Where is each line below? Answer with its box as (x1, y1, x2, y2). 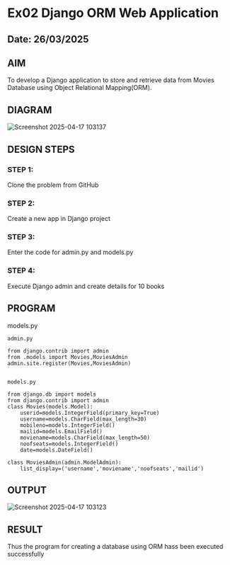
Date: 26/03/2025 (7, 33, 89, 45)
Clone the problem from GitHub (7, 181, 99, 189)
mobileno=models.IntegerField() (20, 421, 115, 429)
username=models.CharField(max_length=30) (20, 416, 147, 423)
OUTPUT (7, 484, 47, 496)
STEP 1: (7, 164, 34, 174)
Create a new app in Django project (7, 215, 111, 223)
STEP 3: (7, 232, 35, 242)
